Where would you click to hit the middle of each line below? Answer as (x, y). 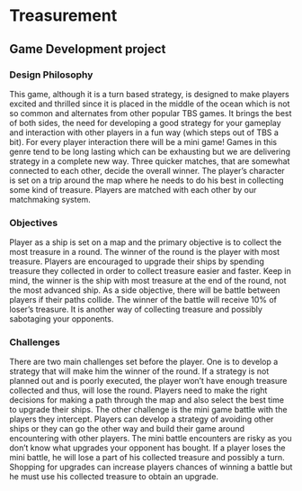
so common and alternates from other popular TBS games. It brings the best (151, 113)
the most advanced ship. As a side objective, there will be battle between (145, 290)
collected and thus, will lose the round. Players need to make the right (138, 391)
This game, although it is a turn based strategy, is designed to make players (149, 94)
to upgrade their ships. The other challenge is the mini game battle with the (148, 410)
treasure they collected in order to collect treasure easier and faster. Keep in (151, 271)
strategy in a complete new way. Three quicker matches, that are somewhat (150, 161)
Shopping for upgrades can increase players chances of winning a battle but (151, 467)
